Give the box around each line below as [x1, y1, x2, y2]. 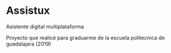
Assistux [6, 4, 50, 17]
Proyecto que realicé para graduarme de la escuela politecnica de [6, 34, 165, 41]
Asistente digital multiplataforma [6, 23, 84, 30]
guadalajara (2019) [6, 40, 52, 47]
